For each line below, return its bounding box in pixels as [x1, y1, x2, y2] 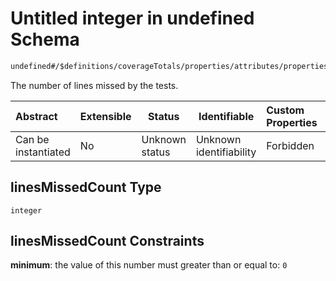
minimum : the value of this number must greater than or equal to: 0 [10, 259, 288, 271]
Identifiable [198, 109, 255, 123]
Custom [266, 103, 305, 117]
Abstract [15, 109, 58, 123]
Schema [10, 28, 80, 51]
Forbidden [266, 138, 315, 152]
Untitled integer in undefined [10, 7, 255, 30]
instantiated [15, 145, 71, 159]
